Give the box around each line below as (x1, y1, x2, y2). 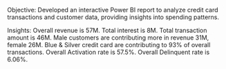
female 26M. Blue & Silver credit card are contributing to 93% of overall (7, 41, 211, 49)
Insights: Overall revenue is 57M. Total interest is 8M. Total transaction (7, 27, 207, 34)
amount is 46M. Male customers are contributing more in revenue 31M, (7, 33, 209, 42)
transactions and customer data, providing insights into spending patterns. (7, 13, 220, 21)
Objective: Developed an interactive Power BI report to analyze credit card (7, 6, 219, 14)
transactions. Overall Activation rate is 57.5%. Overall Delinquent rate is (7, 48, 210, 56)
